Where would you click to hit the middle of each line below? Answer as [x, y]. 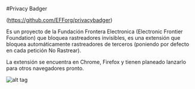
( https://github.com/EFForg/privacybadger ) [59, 20]
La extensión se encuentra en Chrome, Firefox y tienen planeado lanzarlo [96, 62]
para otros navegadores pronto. [45, 68]
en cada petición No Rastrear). [44, 50]
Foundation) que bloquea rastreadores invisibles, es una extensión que [93, 38]
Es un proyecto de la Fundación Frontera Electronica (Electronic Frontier [95, 31]
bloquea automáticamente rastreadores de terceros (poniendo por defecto [98, 44]
